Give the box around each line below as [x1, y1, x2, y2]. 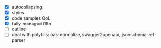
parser [11, 37, 26, 43]
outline [11, 26, 26, 32]
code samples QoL [11, 15, 51, 21]
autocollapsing [11, 4, 43, 10]
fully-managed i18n [11, 21, 52, 26]
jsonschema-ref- [121, 32, 156, 38]
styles [11, 10, 24, 16]
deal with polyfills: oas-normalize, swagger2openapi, [11, 32, 121, 38]
